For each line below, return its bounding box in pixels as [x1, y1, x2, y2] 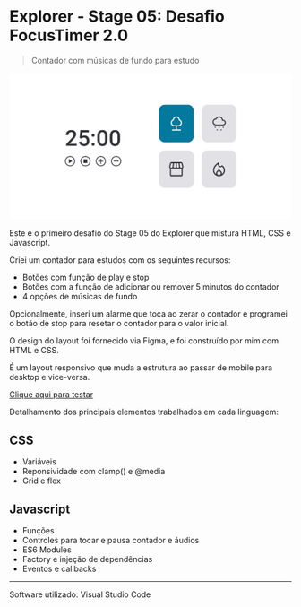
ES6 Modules [21, 544, 72, 555]
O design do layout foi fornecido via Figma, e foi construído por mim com [9, 335, 279, 346]
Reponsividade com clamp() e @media [21, 466, 166, 477]
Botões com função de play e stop [21, 272, 150, 283]
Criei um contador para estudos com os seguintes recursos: [9, 255, 231, 265]
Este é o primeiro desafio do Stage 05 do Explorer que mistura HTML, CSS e [9, 228, 291, 238]
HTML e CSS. [9, 345, 60, 356]
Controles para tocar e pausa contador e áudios [21, 534, 200, 545]
